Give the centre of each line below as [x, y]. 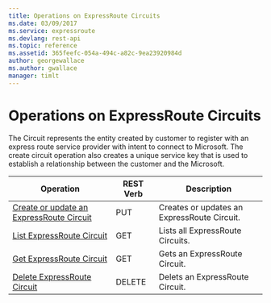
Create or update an [50, 207]
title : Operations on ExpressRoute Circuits [84, 16]
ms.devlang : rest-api [45, 38]
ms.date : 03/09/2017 [43, 23]
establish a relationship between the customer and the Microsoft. [116, 164]
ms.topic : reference [43, 46]
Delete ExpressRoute [52, 276]
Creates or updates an [201, 207]
